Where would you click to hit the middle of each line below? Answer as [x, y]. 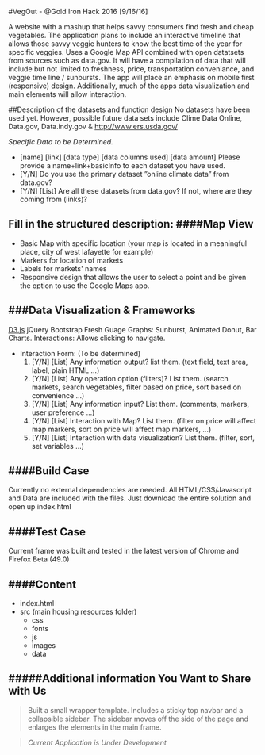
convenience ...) [58, 395]
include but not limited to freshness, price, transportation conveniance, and [131, 69]
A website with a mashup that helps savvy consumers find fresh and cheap [131, 27]
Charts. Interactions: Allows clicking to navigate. [87, 338]
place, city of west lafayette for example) [86, 251]
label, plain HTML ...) [65, 370]
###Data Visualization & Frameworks [102, 310]
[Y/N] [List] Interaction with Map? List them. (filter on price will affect [144, 420]
